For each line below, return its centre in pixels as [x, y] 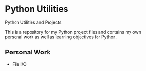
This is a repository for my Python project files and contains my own [73, 32]
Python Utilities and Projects [33, 22]
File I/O [19, 64]
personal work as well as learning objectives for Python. [61, 37]
